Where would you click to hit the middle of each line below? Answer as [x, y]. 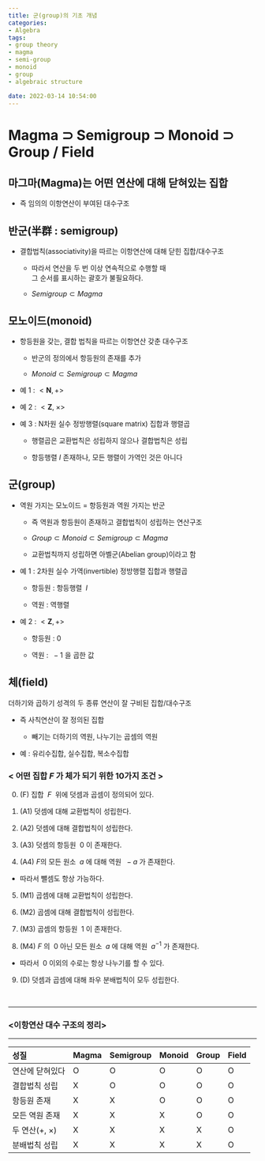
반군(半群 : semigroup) [63, 231]
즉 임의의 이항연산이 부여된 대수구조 [75, 203]
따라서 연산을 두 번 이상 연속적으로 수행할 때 [99, 268]
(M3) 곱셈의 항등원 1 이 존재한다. [71, 928]
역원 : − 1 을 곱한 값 [63, 655]
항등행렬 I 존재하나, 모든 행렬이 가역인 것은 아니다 [107, 457]
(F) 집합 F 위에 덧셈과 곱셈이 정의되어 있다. [87, 794]
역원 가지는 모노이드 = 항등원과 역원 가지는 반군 [92, 505]
